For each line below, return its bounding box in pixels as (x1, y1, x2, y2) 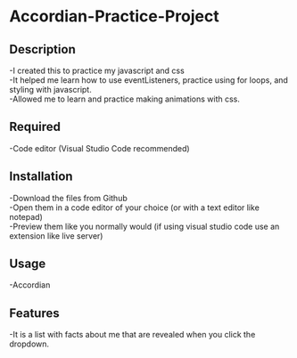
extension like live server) (9, 230, 103, 241)
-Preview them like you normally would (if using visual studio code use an (9, 221, 280, 232)
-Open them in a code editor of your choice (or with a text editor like (9, 202, 260, 213)
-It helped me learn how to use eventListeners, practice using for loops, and (9, 75, 288, 85)
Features (9, 305, 60, 321)
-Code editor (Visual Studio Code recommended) (9, 142, 190, 153)
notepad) (9, 211, 43, 222)
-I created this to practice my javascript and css (9, 65, 185, 76)
